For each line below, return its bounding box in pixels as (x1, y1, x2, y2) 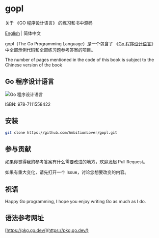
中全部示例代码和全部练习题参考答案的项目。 (5, 47, 96, 53)
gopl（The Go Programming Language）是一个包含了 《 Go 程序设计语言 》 (5, 40, 156, 47)
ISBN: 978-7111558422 (5, 101, 51, 107)
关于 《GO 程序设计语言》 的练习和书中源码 (5, 20, 93, 26)
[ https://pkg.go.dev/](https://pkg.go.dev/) (5, 227, 89, 233)
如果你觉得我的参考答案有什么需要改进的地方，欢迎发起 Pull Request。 (5, 159, 148, 165)
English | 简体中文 (5, 30, 41, 36)
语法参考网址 (5, 214, 44, 222)
